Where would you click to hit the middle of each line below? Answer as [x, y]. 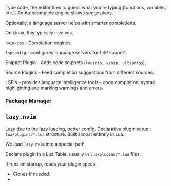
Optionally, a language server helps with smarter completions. [71, 23]
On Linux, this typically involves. [39, 33]
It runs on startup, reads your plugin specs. [51, 164]
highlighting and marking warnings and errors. [54, 88]
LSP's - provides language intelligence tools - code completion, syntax [80, 82]
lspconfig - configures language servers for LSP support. [66, 53]
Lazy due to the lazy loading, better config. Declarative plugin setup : [78, 129]
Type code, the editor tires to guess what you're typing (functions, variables [85, 7]
